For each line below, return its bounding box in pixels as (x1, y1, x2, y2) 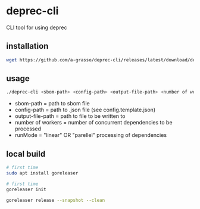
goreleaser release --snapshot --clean (6, 197, 105, 203)
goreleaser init (6, 186, 46, 192)
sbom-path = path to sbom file (14, 100, 90, 107)
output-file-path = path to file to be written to (14, 113, 126, 120)
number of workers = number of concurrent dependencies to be (14, 119, 173, 126)
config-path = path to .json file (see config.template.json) (14, 106, 156, 114)
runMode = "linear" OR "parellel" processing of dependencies (14, 132, 167, 139)
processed (14, 125, 42, 132)
